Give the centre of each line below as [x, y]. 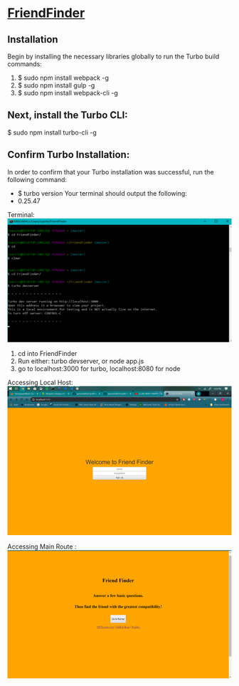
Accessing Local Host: [40, 382]
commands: [25, 64]
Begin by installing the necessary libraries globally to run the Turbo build [113, 56]
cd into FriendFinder [47, 353]
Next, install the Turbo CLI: [68, 115]
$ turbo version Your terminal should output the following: [102, 193]
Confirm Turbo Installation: [69, 155]
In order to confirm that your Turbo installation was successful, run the [111, 171]
